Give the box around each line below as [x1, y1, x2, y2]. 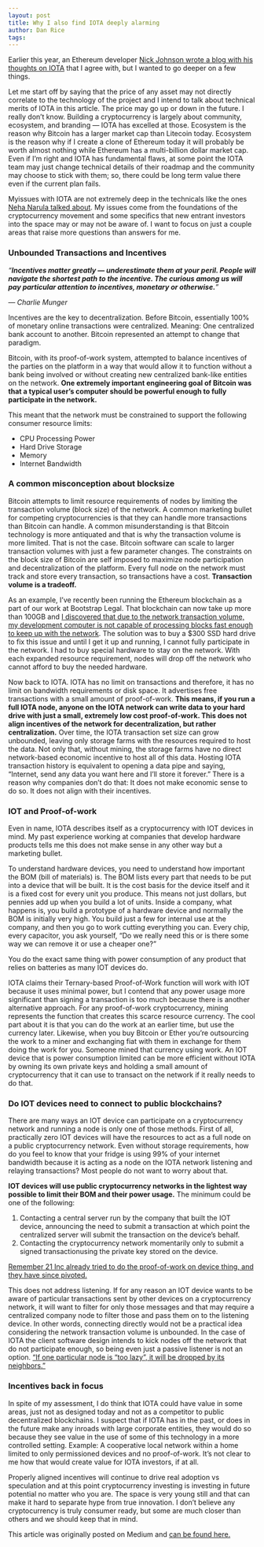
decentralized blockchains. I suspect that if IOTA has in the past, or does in [8, 1415, 251, 1425]
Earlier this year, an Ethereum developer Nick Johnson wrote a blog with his [8, 55, 254, 65]
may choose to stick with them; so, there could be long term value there [8, 171, 241, 180]
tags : [8, 33, 26, 42]
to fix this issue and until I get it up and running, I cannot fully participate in [8, 637, 250, 646]
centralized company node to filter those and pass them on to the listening [8, 1311, 249, 1320]
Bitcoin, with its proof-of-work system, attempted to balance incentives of [8, 353, 247, 362]
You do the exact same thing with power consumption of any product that [8, 954, 247, 964]
